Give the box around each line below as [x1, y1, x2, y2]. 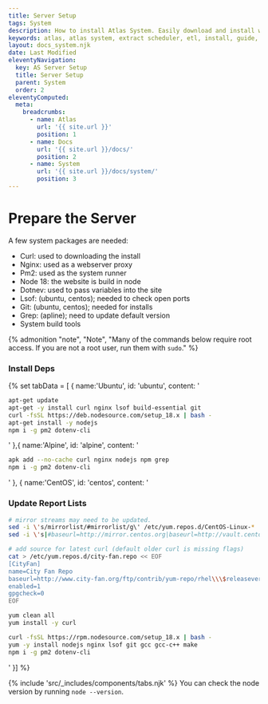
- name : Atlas [29, 116, 77, 124]
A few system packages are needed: [8, 235, 129, 245]
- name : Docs [29, 137, 73, 146]
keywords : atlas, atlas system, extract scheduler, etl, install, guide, [8, 34, 259, 42]
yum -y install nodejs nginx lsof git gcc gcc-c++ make [8, 640, 198, 649]
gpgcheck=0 [8, 590, 45, 598]
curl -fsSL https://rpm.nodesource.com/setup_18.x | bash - [8, 633, 213, 641]
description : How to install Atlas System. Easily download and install [8, 26, 255, 34]
